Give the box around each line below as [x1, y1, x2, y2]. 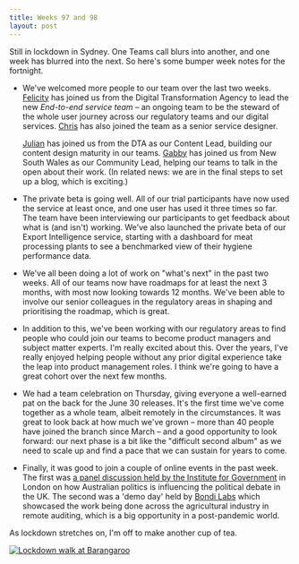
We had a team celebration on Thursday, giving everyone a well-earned [21, 388, 287, 398]
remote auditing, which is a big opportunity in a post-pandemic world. [21, 509, 280, 520]
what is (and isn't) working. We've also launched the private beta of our [21, 221, 286, 233]
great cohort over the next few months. [21, 371, 167, 381]
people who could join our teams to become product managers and [21, 332, 271, 343]
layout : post [9, 21, 58, 30]
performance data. [21, 250, 92, 261]
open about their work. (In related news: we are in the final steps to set [21, 167, 284, 177]
